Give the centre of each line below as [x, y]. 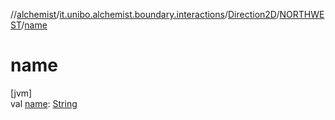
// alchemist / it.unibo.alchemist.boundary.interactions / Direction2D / [145, 14]
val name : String [44, 103]
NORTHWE [302, 14]
